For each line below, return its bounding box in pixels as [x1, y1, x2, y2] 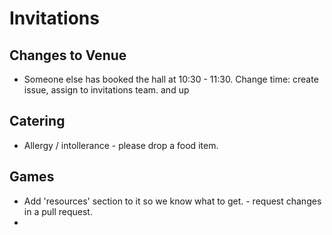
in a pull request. [23, 205, 93, 217]
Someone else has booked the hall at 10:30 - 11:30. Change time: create [23, 73, 319, 85]
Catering [9, 113, 66, 130]
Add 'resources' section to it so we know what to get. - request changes [23, 195, 322, 207]
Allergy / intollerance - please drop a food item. [23, 139, 219, 151]
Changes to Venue [9, 47, 127, 64]
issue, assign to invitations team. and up [23, 84, 190, 96]
